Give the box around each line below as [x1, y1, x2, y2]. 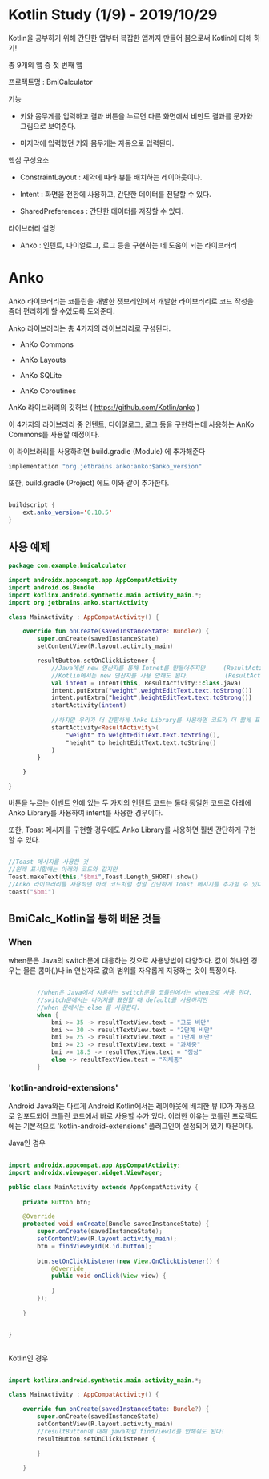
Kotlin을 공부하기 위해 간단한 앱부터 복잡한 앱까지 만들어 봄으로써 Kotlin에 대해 [8, 33, 252, 42]
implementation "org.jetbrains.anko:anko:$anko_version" [8, 462, 203, 470]
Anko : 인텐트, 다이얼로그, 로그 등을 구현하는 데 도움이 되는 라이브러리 [19, 240, 238, 250]
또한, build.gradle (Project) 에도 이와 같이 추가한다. [8, 478, 170, 488]
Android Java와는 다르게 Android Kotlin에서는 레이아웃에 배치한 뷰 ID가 [8, 1101, 234, 1111]
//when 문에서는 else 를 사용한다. [37, 1003, 141, 1011]
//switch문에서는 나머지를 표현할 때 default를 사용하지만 [37, 996, 208, 1004]
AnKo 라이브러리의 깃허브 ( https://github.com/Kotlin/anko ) [8, 402, 200, 412]
